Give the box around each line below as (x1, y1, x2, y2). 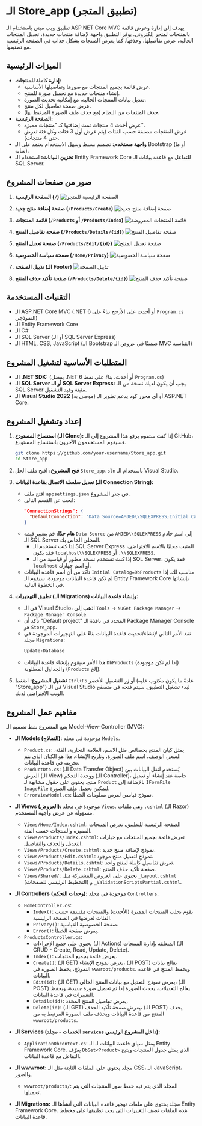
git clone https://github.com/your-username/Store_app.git (14, 450, 167, 456)
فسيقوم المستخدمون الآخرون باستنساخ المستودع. (14, 439, 126, 445)
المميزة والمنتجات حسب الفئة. (23, 827, 92, 834)
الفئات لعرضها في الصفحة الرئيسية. (32, 914, 112, 922)
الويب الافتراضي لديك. (14, 690, 65, 697)
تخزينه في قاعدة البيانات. (23, 759, 80, 766)
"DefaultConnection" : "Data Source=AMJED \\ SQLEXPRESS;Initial (29, 513, 189, 519)
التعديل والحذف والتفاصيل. (23, 840, 83, 847)
